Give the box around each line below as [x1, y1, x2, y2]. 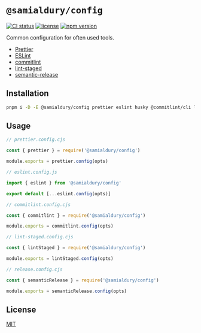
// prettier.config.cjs [6, 137, 66, 143]
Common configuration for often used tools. [6, 34, 115, 41]
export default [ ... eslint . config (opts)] [6, 190, 111, 196]
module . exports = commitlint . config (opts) [6, 223, 114, 229]
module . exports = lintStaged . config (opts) [6, 256, 114, 262]
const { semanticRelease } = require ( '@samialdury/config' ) [6, 277, 160, 283]
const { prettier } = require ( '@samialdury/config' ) [6, 147, 141, 154]
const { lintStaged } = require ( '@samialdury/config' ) [6, 245, 146, 251]
